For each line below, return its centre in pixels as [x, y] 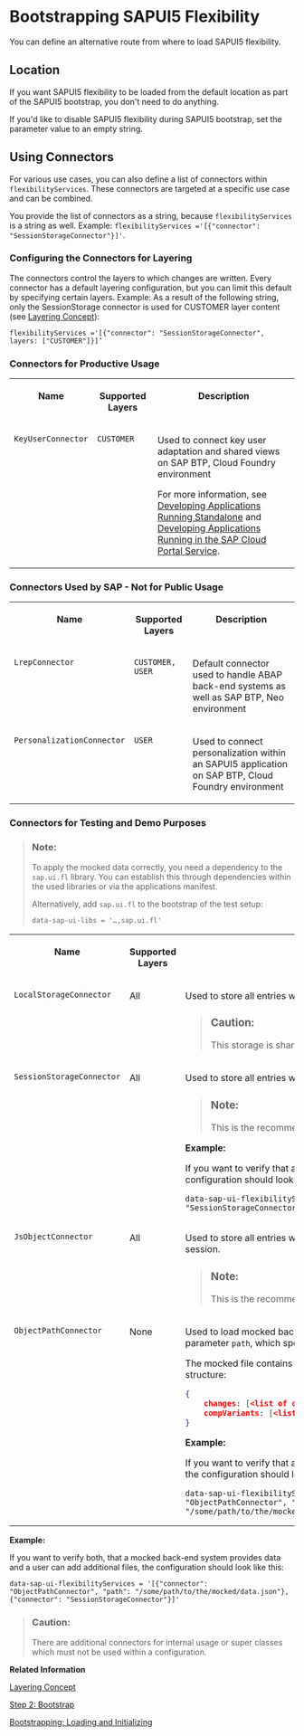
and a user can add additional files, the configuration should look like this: [147, 1568]
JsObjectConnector [53, 1237]
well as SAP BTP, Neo [238, 697]
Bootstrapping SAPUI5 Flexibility [135, 17]
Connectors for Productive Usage [85, 364]
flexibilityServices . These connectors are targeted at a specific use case [150, 188]
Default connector [231, 664]
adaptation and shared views [218, 451]
